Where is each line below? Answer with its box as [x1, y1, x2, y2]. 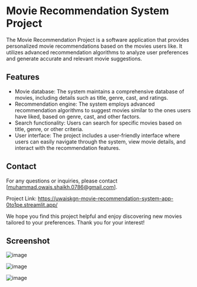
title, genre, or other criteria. [14, 125, 84, 132]
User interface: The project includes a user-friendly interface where [14, 132, 180, 139]
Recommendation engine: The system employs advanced [14, 100, 155, 107]
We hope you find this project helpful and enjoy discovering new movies [6, 213, 182, 220]
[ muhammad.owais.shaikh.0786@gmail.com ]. [6, 183, 118, 190]
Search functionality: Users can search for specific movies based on [14, 119, 182, 126]
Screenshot [6, 236, 50, 246]
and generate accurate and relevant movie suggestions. [6, 55, 143, 62]
